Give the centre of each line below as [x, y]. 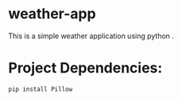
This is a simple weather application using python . [91, 36]
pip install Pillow [41, 89]
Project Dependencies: [85, 68]
